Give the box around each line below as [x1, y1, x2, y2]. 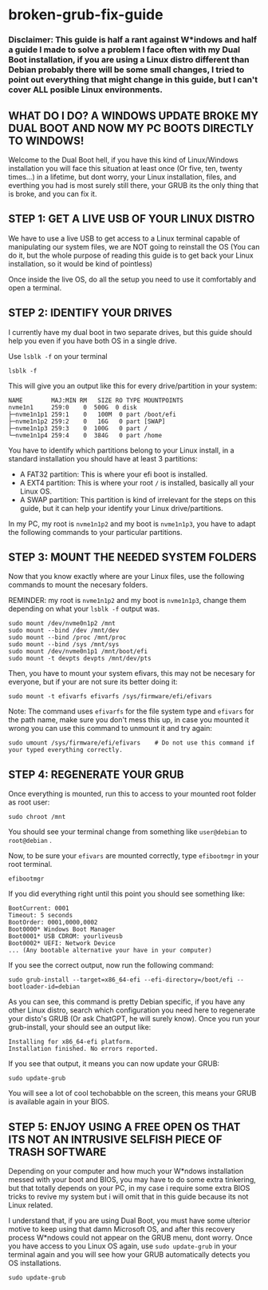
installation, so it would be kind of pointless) [8, 258, 153, 269]
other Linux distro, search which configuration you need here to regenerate [8, 1005, 256, 1015]
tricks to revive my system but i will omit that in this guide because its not [8, 1192, 249, 1201]
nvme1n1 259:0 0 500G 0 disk [8, 403, 137, 411]
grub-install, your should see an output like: [8, 1022, 152, 1032]
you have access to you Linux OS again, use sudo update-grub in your [8, 1241, 237, 1251]
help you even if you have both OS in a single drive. [8, 336, 177, 345]
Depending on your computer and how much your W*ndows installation [8, 1166, 244, 1176]
